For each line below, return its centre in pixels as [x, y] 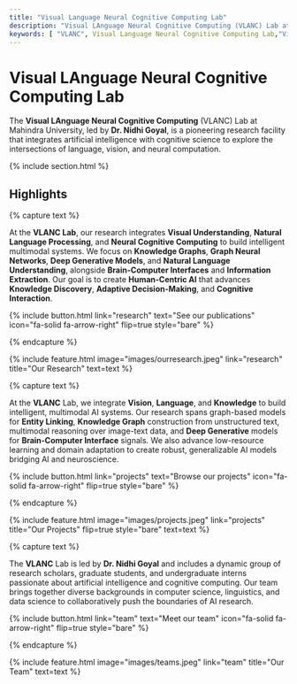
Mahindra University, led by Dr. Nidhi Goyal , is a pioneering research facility [147, 130]
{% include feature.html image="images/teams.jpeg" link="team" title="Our [147, 662]
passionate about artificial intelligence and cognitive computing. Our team [144, 583]
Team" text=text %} [45, 672]
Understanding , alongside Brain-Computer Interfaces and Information [140, 270]
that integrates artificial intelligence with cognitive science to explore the [141, 140]
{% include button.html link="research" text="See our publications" [132, 316]
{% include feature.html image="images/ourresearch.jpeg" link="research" [146, 359]
